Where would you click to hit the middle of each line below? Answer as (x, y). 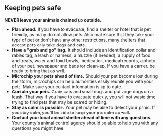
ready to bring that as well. (38, 71)
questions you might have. (38, 128)
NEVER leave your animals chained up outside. (53, 20)
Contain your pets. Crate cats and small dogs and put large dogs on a (82, 91)
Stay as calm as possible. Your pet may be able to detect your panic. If (83, 107)
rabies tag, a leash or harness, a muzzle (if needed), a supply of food (81, 55)
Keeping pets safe (33, 8)
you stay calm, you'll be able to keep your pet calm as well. (71, 113)
